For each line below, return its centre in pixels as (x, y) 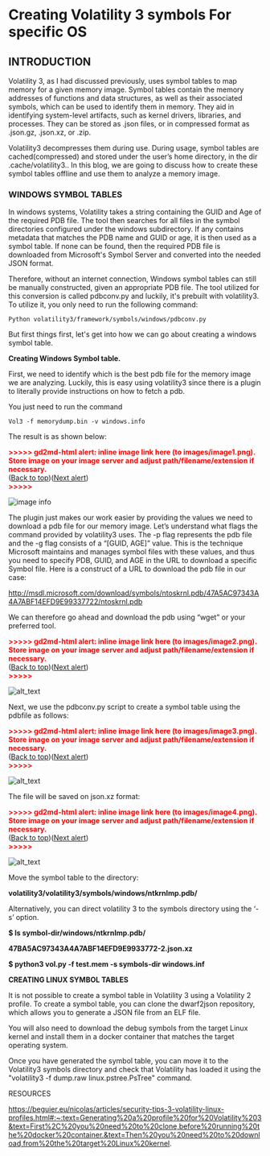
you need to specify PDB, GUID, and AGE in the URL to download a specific (133, 561)
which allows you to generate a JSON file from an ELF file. (104, 1013)
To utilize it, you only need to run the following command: (103, 305)
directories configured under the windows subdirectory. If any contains (126, 229)
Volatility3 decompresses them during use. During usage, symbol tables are (134, 148)
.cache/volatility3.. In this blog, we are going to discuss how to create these (133, 165)
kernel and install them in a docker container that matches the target (121, 1037)
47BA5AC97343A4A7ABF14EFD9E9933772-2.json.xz (100, 949)
